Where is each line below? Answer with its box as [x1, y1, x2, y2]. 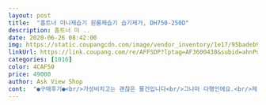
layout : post [8, 11, 51, 20]
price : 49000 [8, 70, 51, 78]
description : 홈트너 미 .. [8, 26, 91, 34]
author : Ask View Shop [8, 77, 83, 85]
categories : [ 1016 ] [8, 56, 73, 64]
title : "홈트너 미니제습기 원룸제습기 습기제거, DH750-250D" [8, 19, 189, 27]
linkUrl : [8, 48, 37, 56]
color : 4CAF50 [8, 63, 55, 71]
